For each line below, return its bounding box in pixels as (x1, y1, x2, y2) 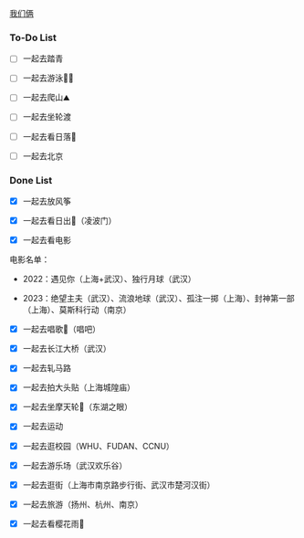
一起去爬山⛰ (22, 92, 70, 103)
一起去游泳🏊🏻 (22, 72, 75, 84)
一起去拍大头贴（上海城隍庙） (22, 382, 135, 393)
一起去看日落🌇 (22, 131, 77, 142)
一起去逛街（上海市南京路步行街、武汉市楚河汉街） (22, 479, 215, 491)
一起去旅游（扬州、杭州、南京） (22, 499, 143, 510)
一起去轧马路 (22, 363, 71, 374)
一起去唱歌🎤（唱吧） (22, 323, 100, 335)
